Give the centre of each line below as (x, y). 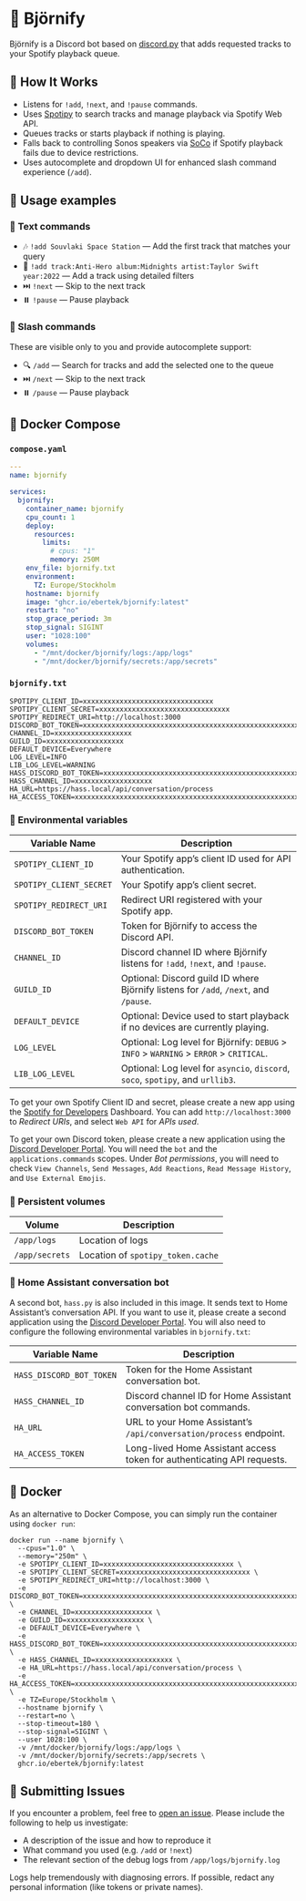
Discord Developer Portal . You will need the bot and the (113, 1149)
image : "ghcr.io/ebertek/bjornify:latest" (107, 602)
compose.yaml (38, 449)
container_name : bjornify (75, 509)
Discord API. (148, 938)
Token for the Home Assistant (189, 1369)
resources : (54, 534)
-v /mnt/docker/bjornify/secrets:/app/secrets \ (112, 1755)
